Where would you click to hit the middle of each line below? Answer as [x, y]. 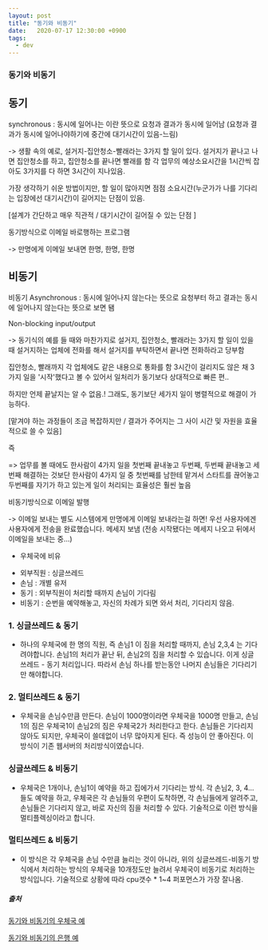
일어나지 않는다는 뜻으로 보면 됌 [65, 307]
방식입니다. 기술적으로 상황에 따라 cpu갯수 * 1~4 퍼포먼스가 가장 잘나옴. [131, 879]
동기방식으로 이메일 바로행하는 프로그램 [69, 232]
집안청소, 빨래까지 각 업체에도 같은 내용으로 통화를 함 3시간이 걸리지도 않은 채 [128, 367]
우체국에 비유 [40, 556]
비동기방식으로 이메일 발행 [49, 501]
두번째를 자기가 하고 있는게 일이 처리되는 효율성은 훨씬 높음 [100, 485]
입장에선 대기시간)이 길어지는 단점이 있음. [81, 198]
